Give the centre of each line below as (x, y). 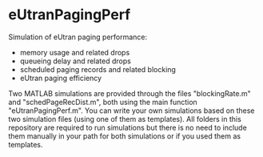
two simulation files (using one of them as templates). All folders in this (125, 119)
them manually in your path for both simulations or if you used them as (125, 136)
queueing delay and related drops (76, 61)
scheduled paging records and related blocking (98, 69)
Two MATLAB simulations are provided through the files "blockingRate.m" (130, 93)
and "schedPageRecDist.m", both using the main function (103, 102)
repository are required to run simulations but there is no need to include (128, 127)
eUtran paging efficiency (61, 78)
